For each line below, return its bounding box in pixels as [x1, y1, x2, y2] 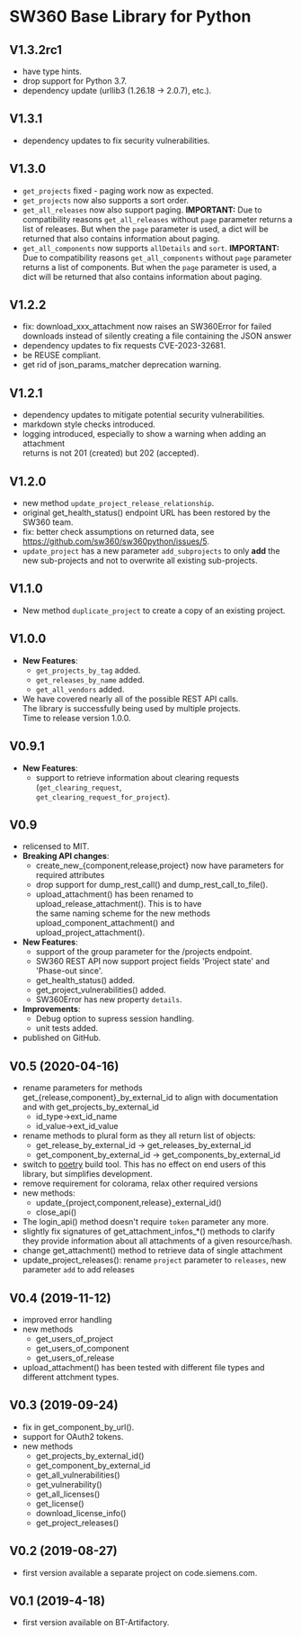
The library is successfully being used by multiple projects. [22, 702, 241, 713]
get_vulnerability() [35, 1479, 102, 1489]
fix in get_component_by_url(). [22, 1421, 135, 1433]
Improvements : [22, 1004, 81, 1015]
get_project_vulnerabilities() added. [35, 984, 166, 996]
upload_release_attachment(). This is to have [35, 899, 202, 909]
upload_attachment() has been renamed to [35, 889, 194, 900]
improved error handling [22, 1314, 112, 1325]
